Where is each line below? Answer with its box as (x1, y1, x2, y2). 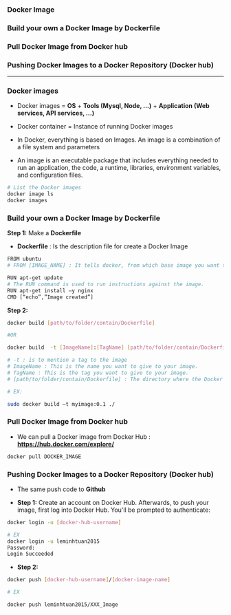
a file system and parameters (16, 143, 100, 151)
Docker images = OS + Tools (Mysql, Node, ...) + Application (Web (16, 102, 210, 110)
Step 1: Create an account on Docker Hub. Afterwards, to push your (16, 498, 209, 506)
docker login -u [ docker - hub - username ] (7, 519, 122, 526)
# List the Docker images (7, 184, 81, 191)
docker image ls (7, 191, 54, 197)
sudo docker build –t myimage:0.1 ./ (7, 400, 115, 407)
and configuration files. (16, 171, 83, 180)
